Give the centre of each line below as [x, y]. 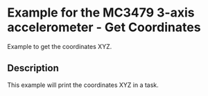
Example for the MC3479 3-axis [101, 13]
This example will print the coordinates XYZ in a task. [83, 85]
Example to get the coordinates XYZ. [60, 46]
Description [33, 68]
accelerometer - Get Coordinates [104, 27]
